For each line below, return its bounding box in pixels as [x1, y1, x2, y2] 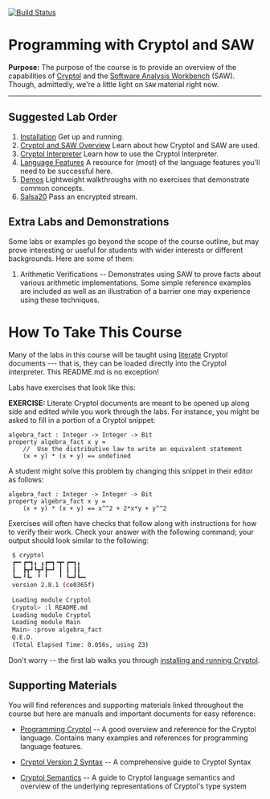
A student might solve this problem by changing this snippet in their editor [8, 466, 253, 475]
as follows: [8, 474, 44, 484]
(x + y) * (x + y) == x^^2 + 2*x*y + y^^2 [22, 504, 167, 512]
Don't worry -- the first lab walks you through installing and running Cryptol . [8, 655, 260, 664]
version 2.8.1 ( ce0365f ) [11, 581, 95, 589]
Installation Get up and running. [19, 131, 125, 141]
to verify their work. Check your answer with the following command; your [8, 527, 255, 536]
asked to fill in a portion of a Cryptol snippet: [8, 415, 156, 424]
